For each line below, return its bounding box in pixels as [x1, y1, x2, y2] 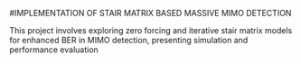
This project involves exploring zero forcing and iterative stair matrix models [9, 25, 293, 35]
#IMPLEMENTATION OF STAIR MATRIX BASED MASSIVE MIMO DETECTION [9, 8, 292, 18]
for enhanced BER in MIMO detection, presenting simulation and [9, 35, 249, 45]
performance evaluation [9, 44, 99, 55]
